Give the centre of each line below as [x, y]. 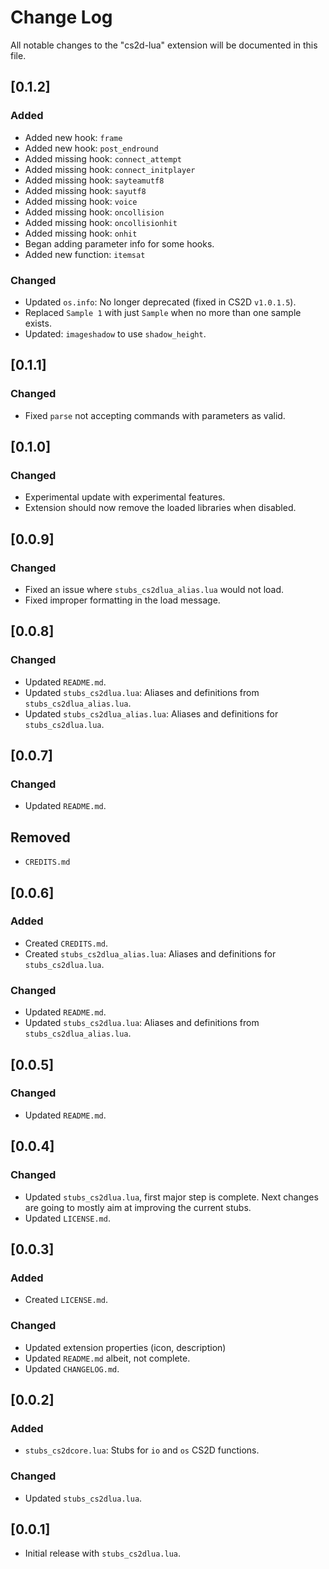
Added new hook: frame [73, 137]
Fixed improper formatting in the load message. [122, 600]
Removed [40, 837]
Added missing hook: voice [81, 201]
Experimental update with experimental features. [125, 497]
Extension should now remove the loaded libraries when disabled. [160, 508]
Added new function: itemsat [85, 254]
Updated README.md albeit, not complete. [107, 1358]
